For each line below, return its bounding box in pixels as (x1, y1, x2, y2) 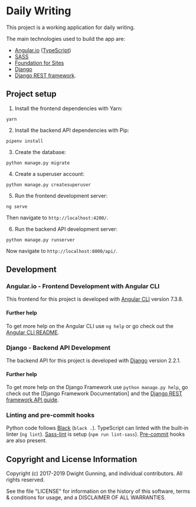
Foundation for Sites (14, 59, 64, 66)
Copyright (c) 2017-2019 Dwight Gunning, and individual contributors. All (6, 470, 183, 477)
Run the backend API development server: (14, 225, 118, 232)
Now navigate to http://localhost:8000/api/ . (6, 247, 118, 254)
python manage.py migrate (6, 160, 70, 166)
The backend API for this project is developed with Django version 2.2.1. (6, 357, 181, 364)
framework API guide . (6, 396, 59, 403)
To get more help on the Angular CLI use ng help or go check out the (6, 322, 174, 329)
